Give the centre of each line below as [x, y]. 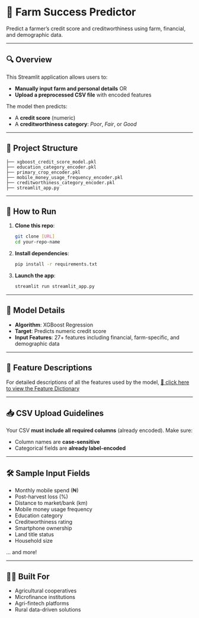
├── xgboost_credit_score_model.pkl [51, 162]
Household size [34, 541]
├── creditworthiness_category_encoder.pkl [61, 182]
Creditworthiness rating [44, 522]
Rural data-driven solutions [48, 609]
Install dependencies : [42, 254]
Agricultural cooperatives [46, 590]
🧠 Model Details [36, 310]
